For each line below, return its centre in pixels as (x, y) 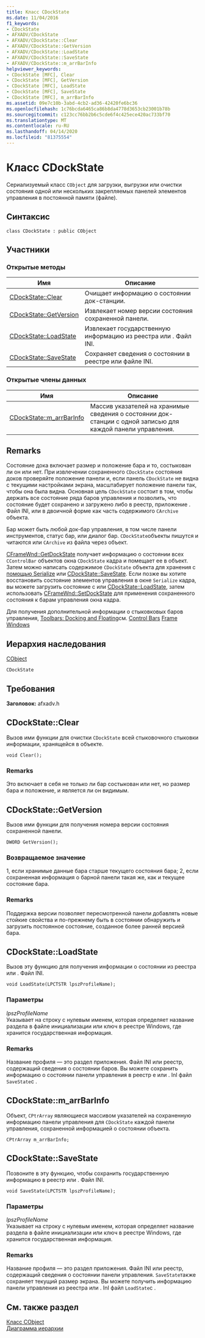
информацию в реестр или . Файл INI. (56, 1179)
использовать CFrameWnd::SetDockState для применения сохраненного (101, 593)
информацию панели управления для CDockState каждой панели (91, 1122)
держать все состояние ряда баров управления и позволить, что (92, 498)
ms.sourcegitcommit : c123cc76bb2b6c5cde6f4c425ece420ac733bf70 (88, 115)
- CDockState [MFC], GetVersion (47, 80)
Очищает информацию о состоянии (138, 293)
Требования (31, 689)
